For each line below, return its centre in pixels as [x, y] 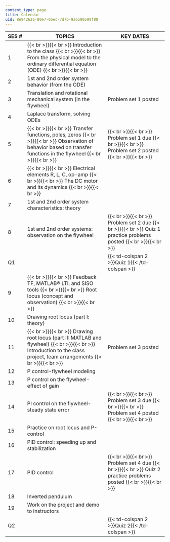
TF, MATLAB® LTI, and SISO [60, 283]
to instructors [43, 511]
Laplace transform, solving [59, 114]
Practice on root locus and [58, 428]
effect [34, 386]
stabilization [41, 448]
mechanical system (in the [58, 99]
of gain [51, 386]
